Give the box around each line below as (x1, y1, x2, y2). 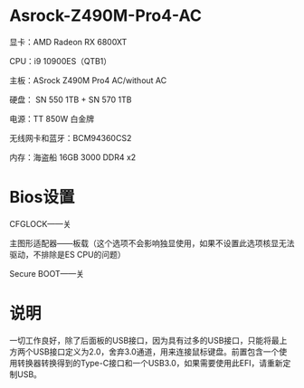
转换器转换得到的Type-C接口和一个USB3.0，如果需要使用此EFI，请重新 (16, 357, 283, 368)
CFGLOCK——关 (9, 218, 71, 229)
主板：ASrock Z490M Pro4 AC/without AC (9, 74, 167, 86)
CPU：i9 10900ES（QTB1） (9, 55, 112, 66)
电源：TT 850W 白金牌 (9, 113, 95, 124)
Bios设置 (9, 187, 75, 208)
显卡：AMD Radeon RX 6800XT (9, 36, 128, 47)
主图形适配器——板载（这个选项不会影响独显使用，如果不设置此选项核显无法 (9, 237, 295, 249)
